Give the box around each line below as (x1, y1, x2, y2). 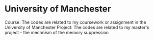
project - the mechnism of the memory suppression (4, 29, 109, 35)
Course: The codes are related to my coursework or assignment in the (4, 19, 147, 25)
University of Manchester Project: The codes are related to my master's (4, 24, 150, 30)
